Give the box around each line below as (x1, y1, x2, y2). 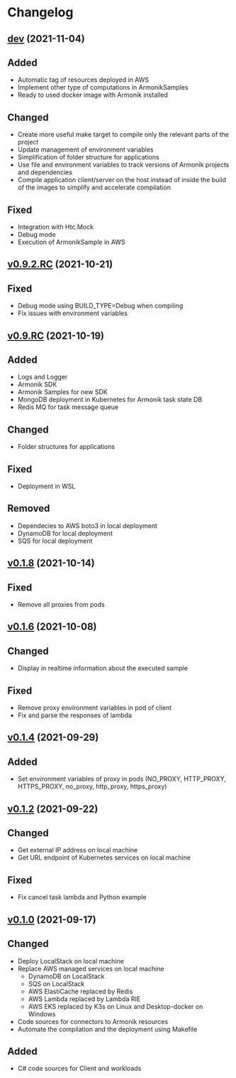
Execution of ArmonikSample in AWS (17, 238, 125, 246)
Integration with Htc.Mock (17, 223, 94, 231)
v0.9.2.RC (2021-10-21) (7, 258, 113, 270)
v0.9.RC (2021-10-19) (7, 329, 105, 342)
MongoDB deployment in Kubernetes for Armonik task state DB (17, 396, 203, 404)
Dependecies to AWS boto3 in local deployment (17, 521, 158, 530)
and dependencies (17, 168, 73, 176)
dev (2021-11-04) (7, 33, 85, 45)
